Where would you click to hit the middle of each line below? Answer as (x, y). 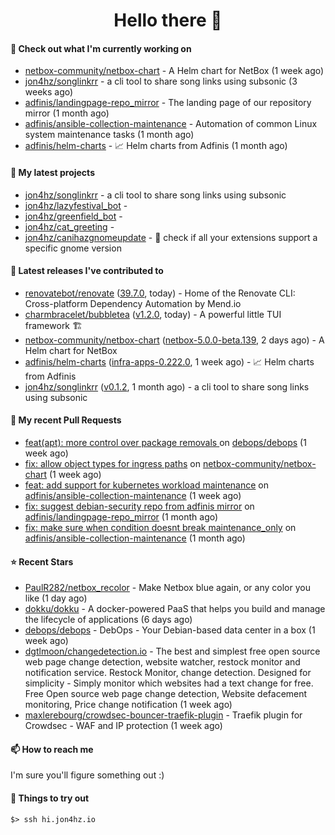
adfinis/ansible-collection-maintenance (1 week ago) (133, 495)
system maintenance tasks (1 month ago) (109, 135)
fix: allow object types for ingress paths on (112, 463)
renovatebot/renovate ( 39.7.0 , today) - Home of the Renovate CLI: (160, 293)
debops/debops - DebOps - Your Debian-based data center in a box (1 (170, 630)
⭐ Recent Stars (42, 561)
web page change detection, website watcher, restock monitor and (162, 662)
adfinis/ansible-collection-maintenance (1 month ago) (135, 538)
